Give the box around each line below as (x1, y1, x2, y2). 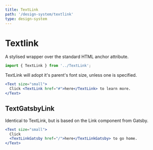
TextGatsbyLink (5, 104, 55, 113)
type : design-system (5, 16, 48, 21)
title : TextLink (5, 7, 38, 12)
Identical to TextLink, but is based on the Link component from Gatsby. (5, 118, 149, 123)
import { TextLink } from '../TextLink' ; (5, 63, 92, 68)
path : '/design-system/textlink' (5, 12, 74, 17)
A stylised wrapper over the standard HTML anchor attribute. (5, 54, 129, 60)
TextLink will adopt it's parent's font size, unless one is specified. (5, 72, 137, 78)
